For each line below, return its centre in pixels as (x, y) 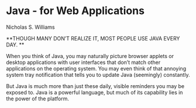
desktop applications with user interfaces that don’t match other (83, 62)
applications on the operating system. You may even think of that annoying (96, 68)
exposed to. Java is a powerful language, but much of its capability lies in (94, 92)
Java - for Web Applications (75, 11)
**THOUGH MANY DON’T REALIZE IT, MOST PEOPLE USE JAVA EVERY (93, 38)
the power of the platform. (37, 99)
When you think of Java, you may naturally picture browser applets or (90, 56)
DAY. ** (15, 45)
